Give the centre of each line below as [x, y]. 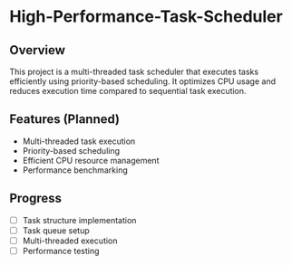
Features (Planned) [65, 119]
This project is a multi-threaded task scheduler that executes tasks [134, 71]
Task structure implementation [79, 220]
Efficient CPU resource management [91, 160]
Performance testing [61, 251]
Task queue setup [56, 230]
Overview [38, 50]
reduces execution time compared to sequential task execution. [128, 91]
